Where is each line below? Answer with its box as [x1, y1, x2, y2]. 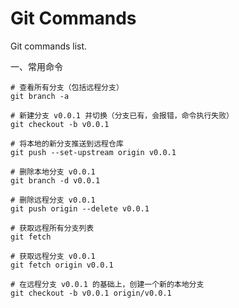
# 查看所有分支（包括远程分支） [10, 82, 124, 92]
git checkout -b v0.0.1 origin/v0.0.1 [10, 288, 172, 298]
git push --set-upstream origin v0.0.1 [10, 147, 177, 157]
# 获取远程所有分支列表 [10, 223, 95, 233]
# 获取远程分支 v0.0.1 [10, 251, 96, 261]
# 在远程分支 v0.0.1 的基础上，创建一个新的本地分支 [10, 279, 205, 289]
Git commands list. [10, 40, 88, 52]
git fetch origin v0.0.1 [10, 260, 114, 270]
